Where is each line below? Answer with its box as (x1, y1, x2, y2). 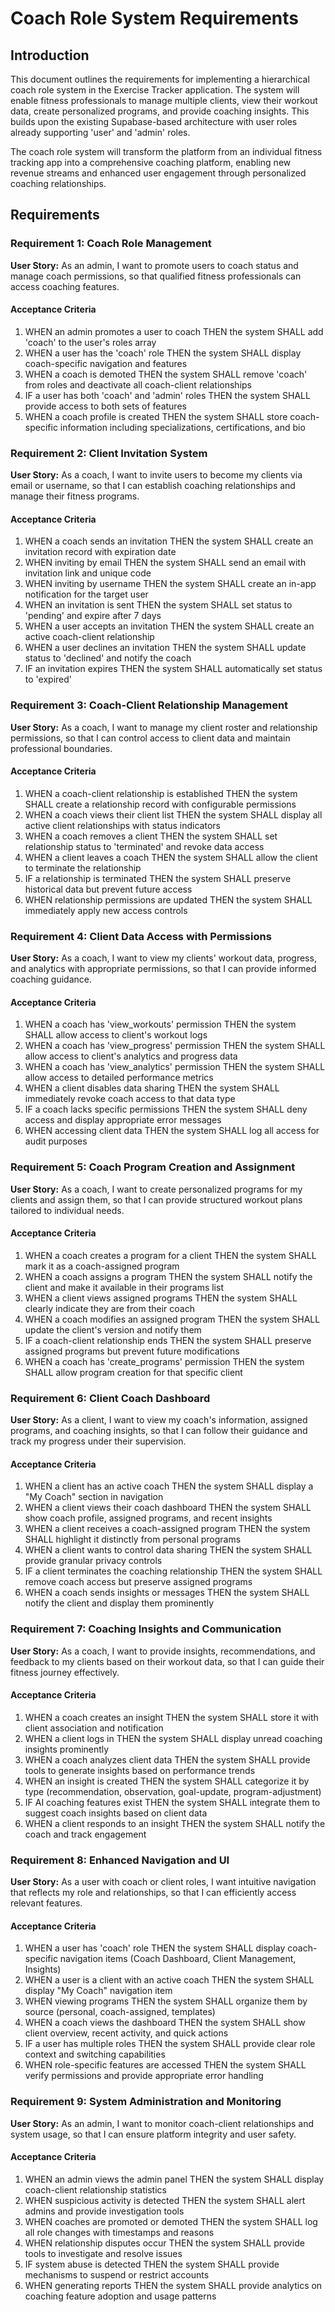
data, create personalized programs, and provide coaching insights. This (10, 105, 310, 117)
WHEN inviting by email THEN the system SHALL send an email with (24, 557, 307, 569)
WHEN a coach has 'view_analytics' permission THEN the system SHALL (24, 1061, 326, 1073)
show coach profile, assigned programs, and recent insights (24, 1512, 273, 1524)
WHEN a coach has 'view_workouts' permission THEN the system (24, 1018, 297, 1031)
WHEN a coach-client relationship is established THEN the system (24, 787, 298, 799)
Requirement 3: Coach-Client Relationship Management (10, 698, 289, 712)
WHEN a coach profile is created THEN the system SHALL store (24, 410, 288, 422)
